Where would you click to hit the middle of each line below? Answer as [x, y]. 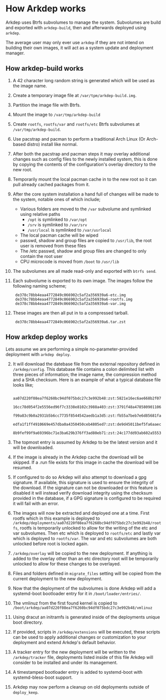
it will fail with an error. [36, 503]
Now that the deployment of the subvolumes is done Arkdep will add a [84, 588]
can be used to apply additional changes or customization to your [80, 637]
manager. [15, 53]
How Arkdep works [46, 9]
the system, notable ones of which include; [57, 199]
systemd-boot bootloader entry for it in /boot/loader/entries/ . [77, 593]
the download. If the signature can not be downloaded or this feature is [85, 488]
